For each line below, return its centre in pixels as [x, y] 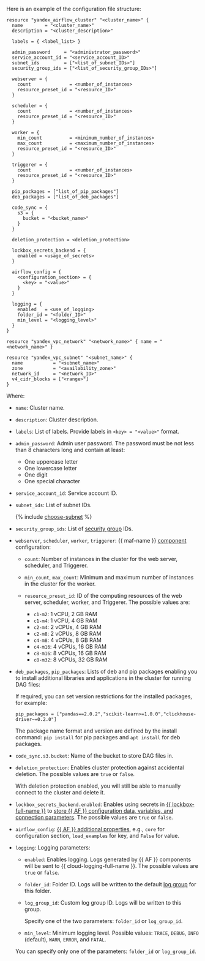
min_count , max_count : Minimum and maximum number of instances [109, 577]
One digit [36, 475]
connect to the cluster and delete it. [60, 792]
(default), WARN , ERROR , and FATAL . [65, 939]
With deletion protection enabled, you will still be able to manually [98, 786]
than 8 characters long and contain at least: [70, 450]
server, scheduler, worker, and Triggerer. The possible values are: [107, 602]
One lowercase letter [51, 468]
